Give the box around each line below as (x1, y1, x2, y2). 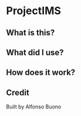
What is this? (6, 28, 55, 38)
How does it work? (6, 68, 76, 78)
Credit (6, 87, 29, 98)
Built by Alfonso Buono (6, 103, 62, 110)
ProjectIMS (6, 4, 62, 18)
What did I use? (6, 47, 64, 57)
